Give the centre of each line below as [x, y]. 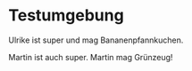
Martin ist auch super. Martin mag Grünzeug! [91, 57]
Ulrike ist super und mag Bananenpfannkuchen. [96, 40]
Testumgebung [66, 16]
